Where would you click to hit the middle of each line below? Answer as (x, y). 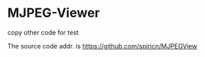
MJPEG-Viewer (54, 13)
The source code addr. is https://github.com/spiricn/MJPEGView (102, 46)
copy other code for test (43, 32)
